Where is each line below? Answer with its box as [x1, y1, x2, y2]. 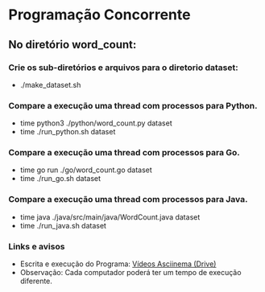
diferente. [19, 276, 52, 286]
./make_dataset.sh [19, 80, 81, 89]
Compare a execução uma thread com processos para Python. [8, 100, 258, 111]
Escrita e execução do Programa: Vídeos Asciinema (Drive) [19, 259, 217, 269]
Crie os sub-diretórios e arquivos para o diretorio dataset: [8, 62, 239, 73]
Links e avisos [8, 241, 65, 252]
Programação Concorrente [8, 6, 191, 24]
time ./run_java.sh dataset [19, 220, 107, 230]
